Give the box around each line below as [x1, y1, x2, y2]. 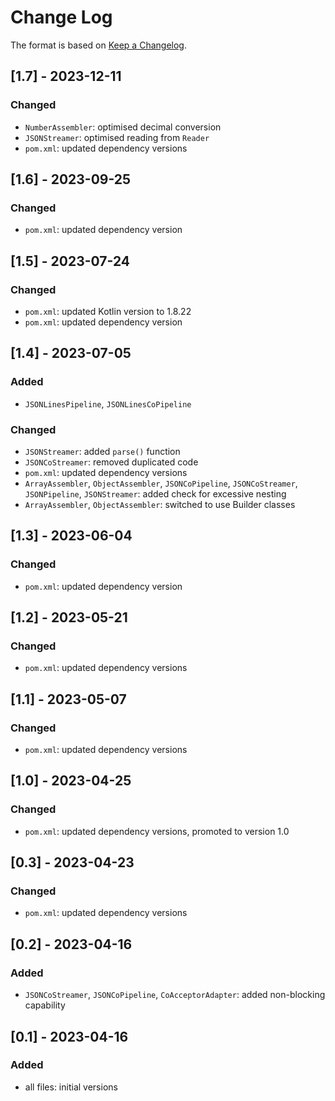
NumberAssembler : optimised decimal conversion [24, 121, 222, 133]
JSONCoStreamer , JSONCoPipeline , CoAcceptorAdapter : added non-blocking [24, 989, 326, 1001]
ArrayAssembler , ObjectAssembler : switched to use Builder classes [24, 498, 296, 510]
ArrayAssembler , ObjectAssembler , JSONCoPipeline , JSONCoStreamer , [24, 477, 298, 489]
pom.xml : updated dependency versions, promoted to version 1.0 [24, 825, 290, 837]
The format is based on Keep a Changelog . [10, 39, 187, 51]
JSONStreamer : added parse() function [24, 445, 181, 457]
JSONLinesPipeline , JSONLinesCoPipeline [24, 397, 192, 410]
